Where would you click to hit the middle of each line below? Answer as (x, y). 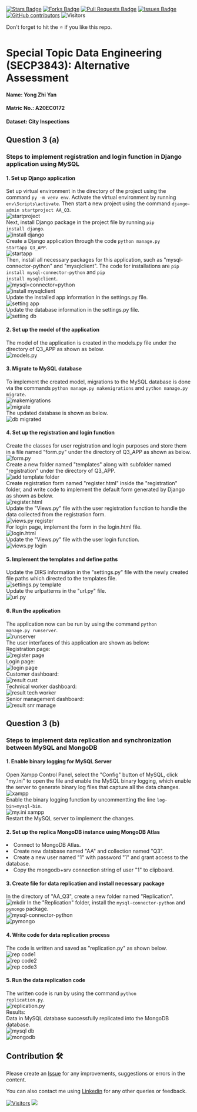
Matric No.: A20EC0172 (36, 108)
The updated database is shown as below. (57, 413)
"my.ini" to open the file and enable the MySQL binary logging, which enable (98, 781)
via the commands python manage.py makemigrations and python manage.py (97, 388)
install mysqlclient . (32, 279)
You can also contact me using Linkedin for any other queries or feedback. (96, 1091)
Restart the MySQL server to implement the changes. (71, 819)
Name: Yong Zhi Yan (31, 95)
